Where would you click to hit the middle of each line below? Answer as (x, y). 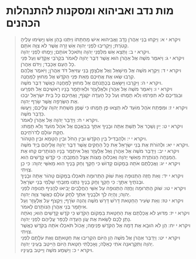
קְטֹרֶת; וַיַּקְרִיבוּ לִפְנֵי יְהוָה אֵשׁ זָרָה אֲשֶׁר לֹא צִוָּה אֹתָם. (75, 45)
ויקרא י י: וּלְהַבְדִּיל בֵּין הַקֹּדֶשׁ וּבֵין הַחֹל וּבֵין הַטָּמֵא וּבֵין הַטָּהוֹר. (84, 138)
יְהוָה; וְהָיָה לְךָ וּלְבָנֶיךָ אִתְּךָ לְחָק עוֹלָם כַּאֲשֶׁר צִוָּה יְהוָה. (75, 194)
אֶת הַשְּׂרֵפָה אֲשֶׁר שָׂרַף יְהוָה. (49, 101)
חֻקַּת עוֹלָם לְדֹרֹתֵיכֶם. (42, 132)
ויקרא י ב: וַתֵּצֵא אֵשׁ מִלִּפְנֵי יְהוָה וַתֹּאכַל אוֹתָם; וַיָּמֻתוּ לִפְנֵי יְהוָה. (85, 51)
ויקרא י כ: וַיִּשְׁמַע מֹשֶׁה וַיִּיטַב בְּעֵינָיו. (57, 250)
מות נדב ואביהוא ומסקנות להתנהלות (90, 11)
